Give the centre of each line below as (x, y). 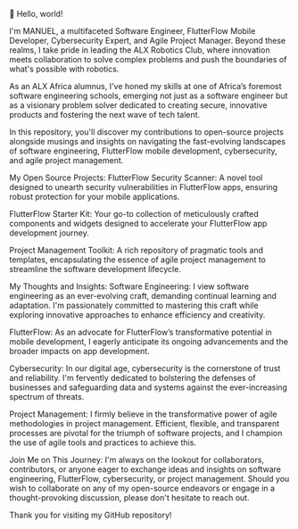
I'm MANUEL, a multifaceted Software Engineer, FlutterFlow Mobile (132, 31)
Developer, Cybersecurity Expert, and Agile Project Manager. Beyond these (148, 41)
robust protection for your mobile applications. (95, 197)
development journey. (49, 233)
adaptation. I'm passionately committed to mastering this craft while (134, 305)
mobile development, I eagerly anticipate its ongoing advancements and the (149, 342)
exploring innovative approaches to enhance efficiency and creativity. (137, 315)
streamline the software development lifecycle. (95, 269)
